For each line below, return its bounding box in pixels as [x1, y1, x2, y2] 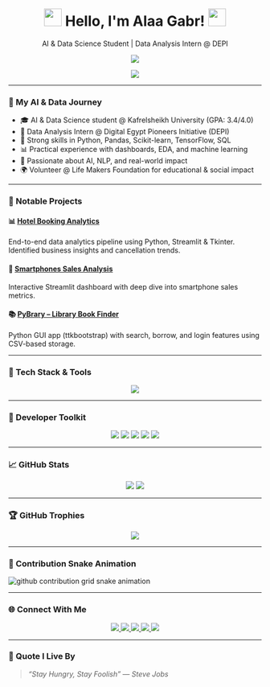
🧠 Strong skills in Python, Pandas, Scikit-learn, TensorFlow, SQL [19, 135, 231, 145]
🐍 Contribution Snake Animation [8, 557, 137, 569]
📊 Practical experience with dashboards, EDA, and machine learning [19, 145, 248, 154]
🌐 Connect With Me [8, 604, 87, 615]
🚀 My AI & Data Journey [8, 97, 103, 108]
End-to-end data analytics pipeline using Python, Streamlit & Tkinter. [8, 237, 235, 247]
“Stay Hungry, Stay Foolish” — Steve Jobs [27, 668, 169, 679]
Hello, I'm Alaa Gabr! [64, 12, 206, 31]
